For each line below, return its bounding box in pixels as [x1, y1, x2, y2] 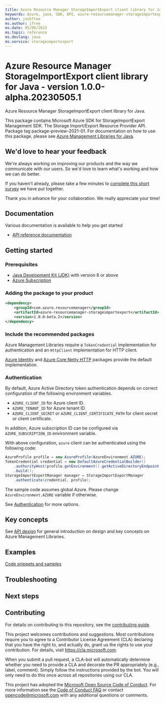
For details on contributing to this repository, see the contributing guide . [5, 621, 151, 627]
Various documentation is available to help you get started [5, 222, 123, 229]
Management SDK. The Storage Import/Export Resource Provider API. [5, 122, 146, 128]
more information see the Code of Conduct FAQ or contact [5, 687, 124, 693]
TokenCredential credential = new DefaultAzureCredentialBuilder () [5, 459, 146, 465]
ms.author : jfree [5, 21, 41, 26]
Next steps [5, 592, 39, 600]
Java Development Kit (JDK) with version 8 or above [12, 272, 119, 278]
